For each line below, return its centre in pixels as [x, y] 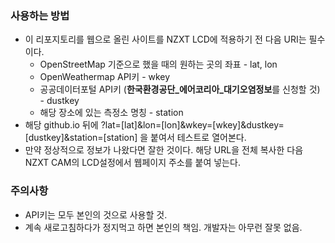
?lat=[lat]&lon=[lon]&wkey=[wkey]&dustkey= [192, 125]
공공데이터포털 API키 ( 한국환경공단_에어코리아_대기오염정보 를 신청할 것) [180, 89]
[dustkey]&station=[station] [81, 138]
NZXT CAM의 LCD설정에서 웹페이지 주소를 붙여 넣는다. [132, 163]
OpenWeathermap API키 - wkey [105, 77]
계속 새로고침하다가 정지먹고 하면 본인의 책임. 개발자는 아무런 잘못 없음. [163, 227]
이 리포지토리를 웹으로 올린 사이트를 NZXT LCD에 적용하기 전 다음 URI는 [165, 39]
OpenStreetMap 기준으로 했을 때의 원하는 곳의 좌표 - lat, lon [158, 64]
